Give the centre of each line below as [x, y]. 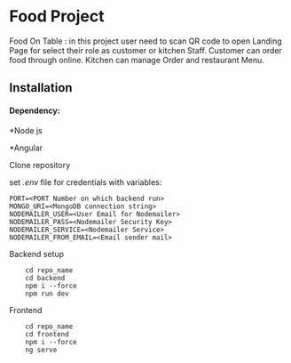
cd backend [45, 278]
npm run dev [47, 294]
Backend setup [37, 254]
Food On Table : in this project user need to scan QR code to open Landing [145, 41]
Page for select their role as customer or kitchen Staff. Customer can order [145, 50]
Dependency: [35, 110]
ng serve [41, 350]
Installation [41, 88]
